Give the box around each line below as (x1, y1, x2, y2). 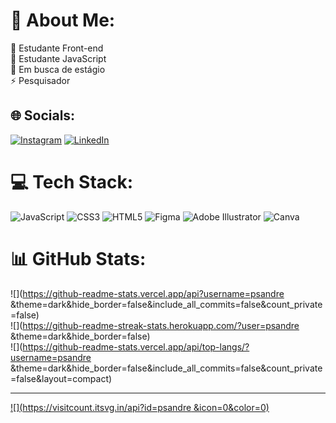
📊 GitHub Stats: (10, 247, 147, 270)
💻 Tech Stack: (10, 170, 134, 193)
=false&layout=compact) (10, 372, 113, 384)
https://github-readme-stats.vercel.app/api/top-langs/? (22, 340, 250, 353)
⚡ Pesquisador (10, 74, 71, 86)
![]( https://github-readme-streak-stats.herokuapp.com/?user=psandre (10, 319, 300, 331)
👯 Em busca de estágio (10, 63, 106, 75)
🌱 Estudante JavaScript (10, 52, 107, 64)
